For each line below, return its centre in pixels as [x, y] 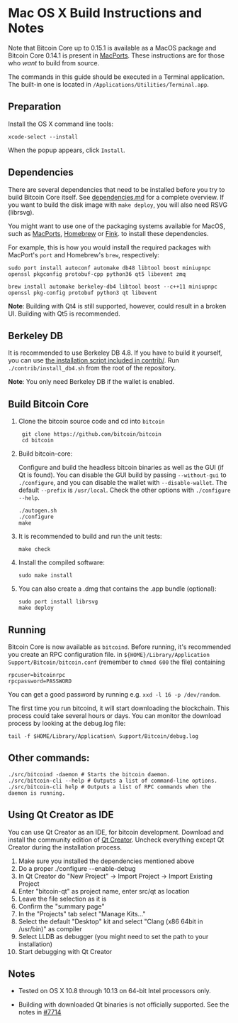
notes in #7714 [40, 1012]
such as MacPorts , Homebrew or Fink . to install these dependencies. [108, 233]
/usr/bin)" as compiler [50, 928]
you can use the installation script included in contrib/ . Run [94, 360]
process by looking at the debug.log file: [67, 723]
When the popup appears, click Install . [67, 150]
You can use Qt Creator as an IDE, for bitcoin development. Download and [116, 832]
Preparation [35, 107]
